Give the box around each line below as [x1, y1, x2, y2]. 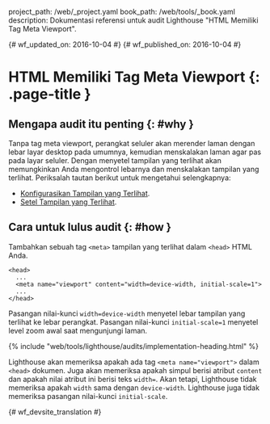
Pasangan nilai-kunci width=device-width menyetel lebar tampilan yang [8, 309, 246, 318]
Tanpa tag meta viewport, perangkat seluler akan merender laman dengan [8, 139, 255, 148]
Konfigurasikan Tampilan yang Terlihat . [19, 189, 150, 198]
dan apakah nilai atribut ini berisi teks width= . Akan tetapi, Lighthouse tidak [8, 374, 257, 384]
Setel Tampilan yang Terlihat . [19, 197, 117, 207]
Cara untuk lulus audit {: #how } [8, 220, 172, 234]
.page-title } [8, 85, 91, 103]
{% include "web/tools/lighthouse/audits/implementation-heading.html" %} [8, 341, 259, 351]
